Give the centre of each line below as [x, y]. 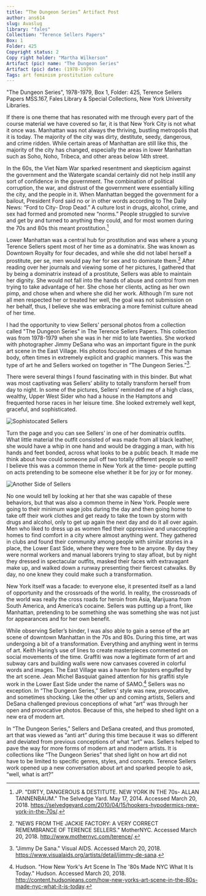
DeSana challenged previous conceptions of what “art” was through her [97, 703]
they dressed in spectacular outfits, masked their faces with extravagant [97, 561]
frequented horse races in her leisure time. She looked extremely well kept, [101, 403]
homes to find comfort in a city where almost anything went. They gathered [102, 536]
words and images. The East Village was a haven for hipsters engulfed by [99, 670]
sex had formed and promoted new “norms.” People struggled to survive [98, 214]
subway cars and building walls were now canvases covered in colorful [96, 663]
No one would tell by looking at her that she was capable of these [89, 496]
